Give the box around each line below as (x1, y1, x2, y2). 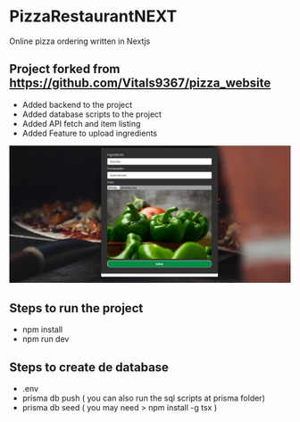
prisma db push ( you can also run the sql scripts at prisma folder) (21, 393, 265, 403)
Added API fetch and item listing (21, 118, 141, 128)
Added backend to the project (21, 99, 133, 110)
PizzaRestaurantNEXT (9, 6, 178, 27)
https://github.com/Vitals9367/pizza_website (9, 76, 271, 91)
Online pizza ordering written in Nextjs (9, 36, 151, 46)
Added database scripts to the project (21, 109, 162, 120)
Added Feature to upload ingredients (21, 128, 158, 138)
